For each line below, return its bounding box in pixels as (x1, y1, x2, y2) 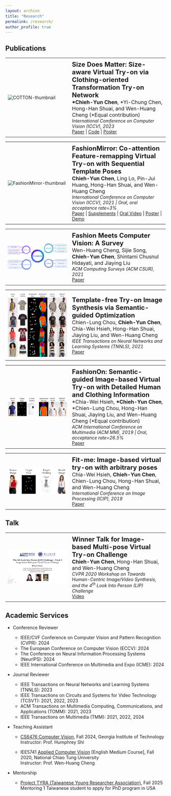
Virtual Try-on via (92, 68, 149, 77)
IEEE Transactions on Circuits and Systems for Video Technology (20, 692, 157, 698)
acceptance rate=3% (72, 205, 117, 211)
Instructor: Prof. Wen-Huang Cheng (20, 760, 95, 766)
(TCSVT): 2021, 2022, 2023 (20, 697, 78, 704)
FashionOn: (72, 368, 107, 376)
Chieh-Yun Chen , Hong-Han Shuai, (72, 558, 159, 565)
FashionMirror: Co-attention (72, 144, 160, 153)
